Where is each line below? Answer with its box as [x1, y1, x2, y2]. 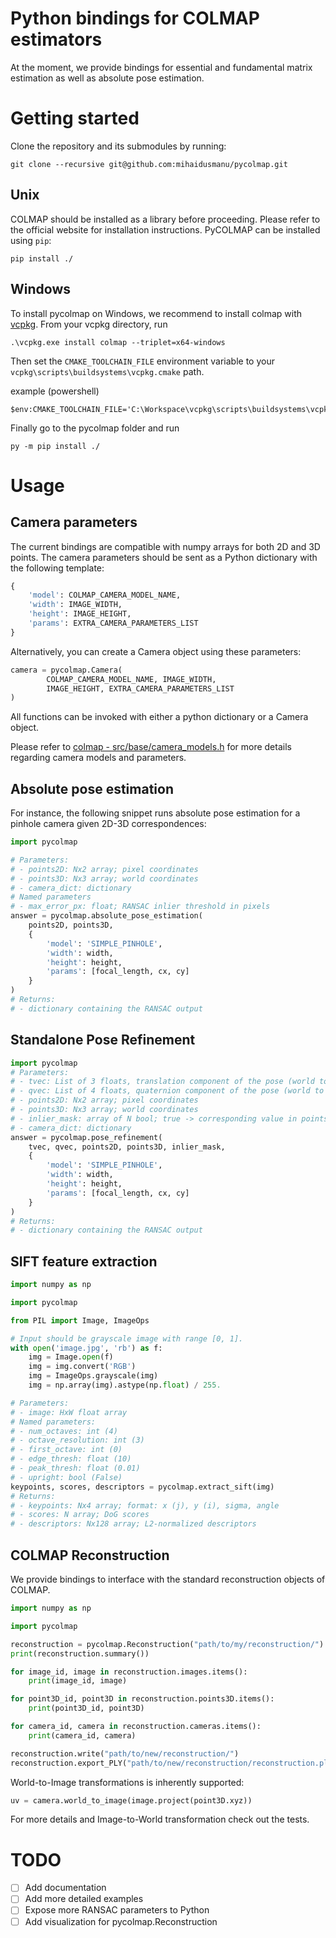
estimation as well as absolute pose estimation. [10, 72, 205, 84]
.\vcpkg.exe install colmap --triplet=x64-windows [10, 337, 226, 347]
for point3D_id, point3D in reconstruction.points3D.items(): [10, 1694, 275, 1704]
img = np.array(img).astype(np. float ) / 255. [28, 1380, 222, 1391]
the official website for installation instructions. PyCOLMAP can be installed [10, 223, 321, 236]
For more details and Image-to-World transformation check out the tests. [10, 1813, 310, 1826]
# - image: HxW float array [10, 1407, 128, 1417]
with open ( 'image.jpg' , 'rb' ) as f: [10, 1343, 163, 1353]
